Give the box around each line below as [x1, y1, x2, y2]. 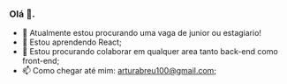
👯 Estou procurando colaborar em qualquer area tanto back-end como [21, 46, 278, 57]
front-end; [21, 56, 60, 66]
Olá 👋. [9, 8, 35, 20]
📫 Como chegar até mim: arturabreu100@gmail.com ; [21, 66, 217, 76]
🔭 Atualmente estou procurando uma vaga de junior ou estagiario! [21, 28, 262, 38]
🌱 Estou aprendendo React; [21, 37, 122, 47]
